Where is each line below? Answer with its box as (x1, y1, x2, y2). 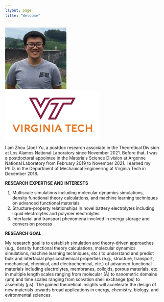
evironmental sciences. (5, 292, 52, 298)
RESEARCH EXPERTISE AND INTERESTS (5, 180, 89, 186)
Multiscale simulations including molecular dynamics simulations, (12, 189, 144, 196)
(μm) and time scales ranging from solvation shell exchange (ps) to (5, 276, 141, 282)
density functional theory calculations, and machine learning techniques (12, 195, 158, 201)
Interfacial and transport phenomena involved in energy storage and (12, 216, 150, 222)
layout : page (5, 8, 32, 13)
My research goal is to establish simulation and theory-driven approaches (5, 240, 154, 246)
